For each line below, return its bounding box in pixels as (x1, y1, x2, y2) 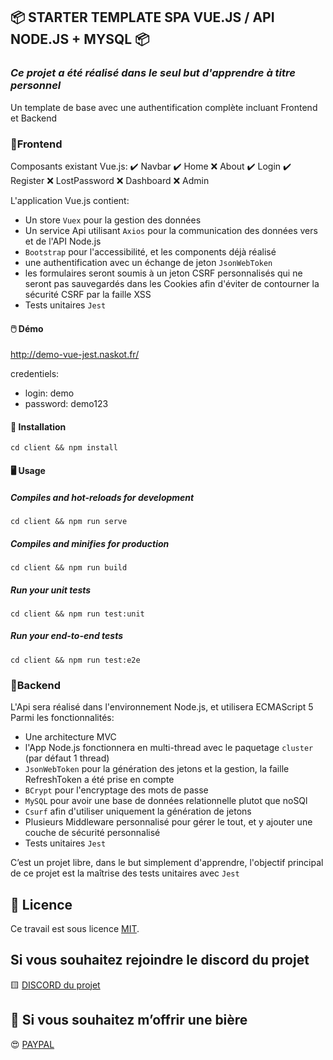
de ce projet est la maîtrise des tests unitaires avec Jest (10, 867, 240, 879)
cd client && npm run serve (10, 516, 128, 526)
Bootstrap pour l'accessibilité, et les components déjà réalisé (24, 245, 277, 258)
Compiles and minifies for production (10, 537, 170, 549)
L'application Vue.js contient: (10, 194, 130, 206)
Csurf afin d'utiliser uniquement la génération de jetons (24, 805, 252, 818)
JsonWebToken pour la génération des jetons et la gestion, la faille (24, 763, 290, 775)
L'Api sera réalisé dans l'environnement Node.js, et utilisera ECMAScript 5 (10, 701, 314, 713)
